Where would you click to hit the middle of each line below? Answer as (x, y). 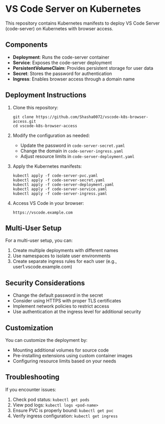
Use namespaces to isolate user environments (62, 256)
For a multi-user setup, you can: (39, 240)
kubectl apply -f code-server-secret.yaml (59, 180)
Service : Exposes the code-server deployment (62, 63)
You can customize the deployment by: (47, 340)
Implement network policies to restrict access (61, 306)
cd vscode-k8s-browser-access (45, 126)
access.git (24, 121)
